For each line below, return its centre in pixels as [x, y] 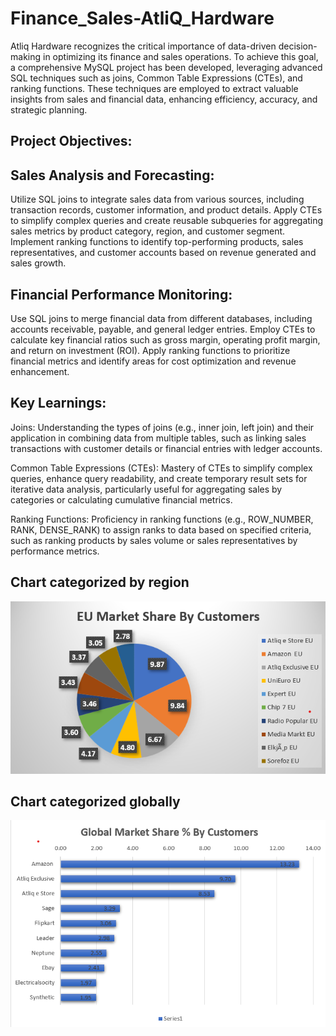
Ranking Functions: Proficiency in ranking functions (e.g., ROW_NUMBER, [162, 519]
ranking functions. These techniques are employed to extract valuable [154, 88]
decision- [298, 46]
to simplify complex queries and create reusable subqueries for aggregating [167, 221]
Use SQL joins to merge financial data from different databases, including [161, 318]
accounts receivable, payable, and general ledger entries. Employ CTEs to [163, 329]
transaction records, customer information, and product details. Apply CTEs [166, 210]
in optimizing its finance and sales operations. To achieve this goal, [180, 56]
